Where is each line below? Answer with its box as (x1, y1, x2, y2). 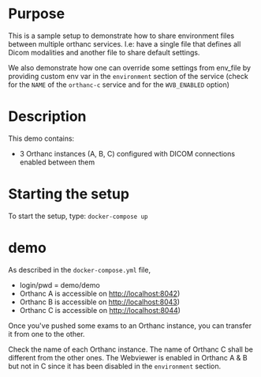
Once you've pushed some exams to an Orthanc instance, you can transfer (8, 321, 252, 330)
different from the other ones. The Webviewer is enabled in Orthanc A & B (8, 352, 248, 362)
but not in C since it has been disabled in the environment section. (8, 361, 222, 371)
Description (8, 107, 87, 126)
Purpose (8, 5, 65, 23)
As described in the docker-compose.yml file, (8, 265, 151, 274)
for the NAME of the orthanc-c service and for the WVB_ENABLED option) (8, 80, 230, 89)
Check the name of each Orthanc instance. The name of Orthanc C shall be (8, 345, 254, 354)
